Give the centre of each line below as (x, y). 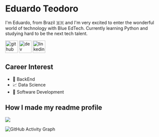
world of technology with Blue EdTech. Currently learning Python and (77, 28)
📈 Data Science (29, 84)
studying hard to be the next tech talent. (46, 33)
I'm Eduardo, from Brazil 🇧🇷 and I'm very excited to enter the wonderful (79, 22)
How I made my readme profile (54, 108)
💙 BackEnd (23, 79)
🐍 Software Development (38, 92)
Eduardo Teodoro (42, 9)
